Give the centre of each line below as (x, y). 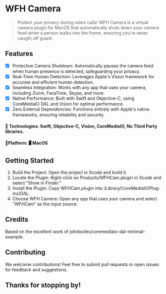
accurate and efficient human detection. (53, 82)
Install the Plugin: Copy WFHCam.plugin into (57, 188)
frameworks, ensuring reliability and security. (58, 115)
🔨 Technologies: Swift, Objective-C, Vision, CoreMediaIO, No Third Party (81, 126)
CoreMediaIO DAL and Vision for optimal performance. (68, 104)
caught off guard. (35, 38)
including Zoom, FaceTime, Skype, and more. (58, 93)
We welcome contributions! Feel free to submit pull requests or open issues (82, 264)
